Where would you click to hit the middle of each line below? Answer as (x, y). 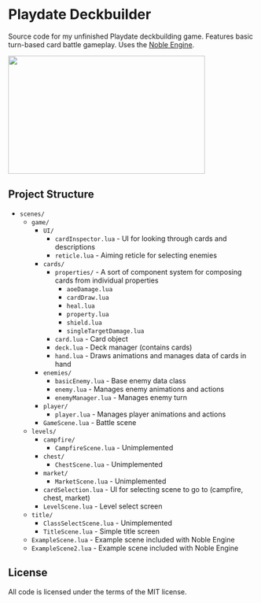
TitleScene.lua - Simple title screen (101, 531)
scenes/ (32, 214)
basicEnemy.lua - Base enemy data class (120, 380)
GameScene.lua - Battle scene (90, 422)
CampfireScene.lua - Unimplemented (114, 447)
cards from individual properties (107, 280)
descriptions (75, 246)
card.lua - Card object (91, 338)
